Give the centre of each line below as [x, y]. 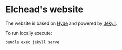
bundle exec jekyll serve [32, 42]
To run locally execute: [29, 33]
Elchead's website [44, 9]
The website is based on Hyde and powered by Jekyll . [61, 23]
